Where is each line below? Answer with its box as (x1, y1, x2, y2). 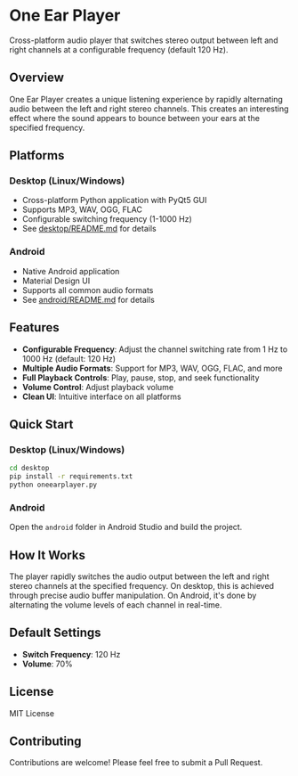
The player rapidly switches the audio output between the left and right (9, 571, 270, 582)
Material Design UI (21, 275, 91, 286)
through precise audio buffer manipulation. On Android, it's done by (9, 590, 257, 600)
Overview (9, 70, 65, 86)
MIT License (9, 707, 55, 718)
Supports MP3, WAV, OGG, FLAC (21, 204, 142, 215)
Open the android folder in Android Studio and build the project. (9, 522, 243, 533)
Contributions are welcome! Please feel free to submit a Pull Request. (9, 757, 263, 768)
